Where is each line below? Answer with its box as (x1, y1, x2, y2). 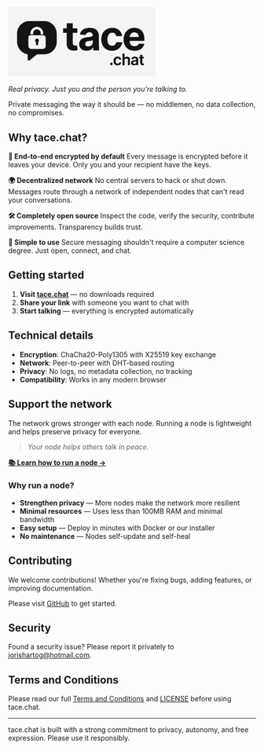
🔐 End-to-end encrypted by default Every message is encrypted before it (8, 152, 248, 161)
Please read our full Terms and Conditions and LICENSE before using (8, 694, 232, 704)
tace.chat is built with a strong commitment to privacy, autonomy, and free (8, 725, 249, 734)
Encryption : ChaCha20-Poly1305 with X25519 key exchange (19, 349, 217, 359)
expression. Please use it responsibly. (8, 734, 130, 743)
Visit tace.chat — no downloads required (19, 289, 155, 298)
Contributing (8, 554, 72, 568)
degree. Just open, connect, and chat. (8, 246, 132, 255)
